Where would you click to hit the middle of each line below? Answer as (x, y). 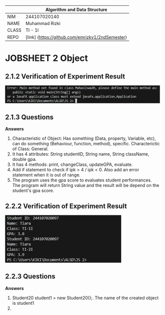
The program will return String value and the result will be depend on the (86, 185)
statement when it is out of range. (46, 175)
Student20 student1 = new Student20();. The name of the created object (85, 298)
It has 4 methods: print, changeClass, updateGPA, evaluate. (72, 164)
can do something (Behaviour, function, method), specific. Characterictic (86, 144)
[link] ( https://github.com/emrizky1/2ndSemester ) (76, 37)
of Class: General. (30, 149)
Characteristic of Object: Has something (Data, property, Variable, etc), (84, 138)
